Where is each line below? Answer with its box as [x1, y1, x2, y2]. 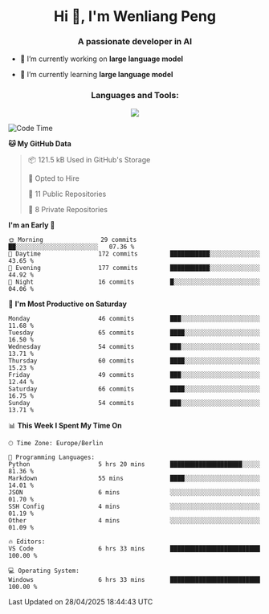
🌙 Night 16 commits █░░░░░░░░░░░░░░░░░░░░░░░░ [8, 277, 261, 286]
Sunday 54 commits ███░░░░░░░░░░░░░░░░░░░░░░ [8, 399, 261, 407]
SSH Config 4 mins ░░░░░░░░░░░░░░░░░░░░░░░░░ [8, 502, 261, 510]
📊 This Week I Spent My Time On [8, 420, 122, 430]
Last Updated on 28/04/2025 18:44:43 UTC [8, 596, 153, 606]
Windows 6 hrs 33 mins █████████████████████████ [8, 575, 261, 583]
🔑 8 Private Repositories [27, 204, 108, 214]
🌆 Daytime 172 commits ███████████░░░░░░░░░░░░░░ [8, 249, 261, 258]
